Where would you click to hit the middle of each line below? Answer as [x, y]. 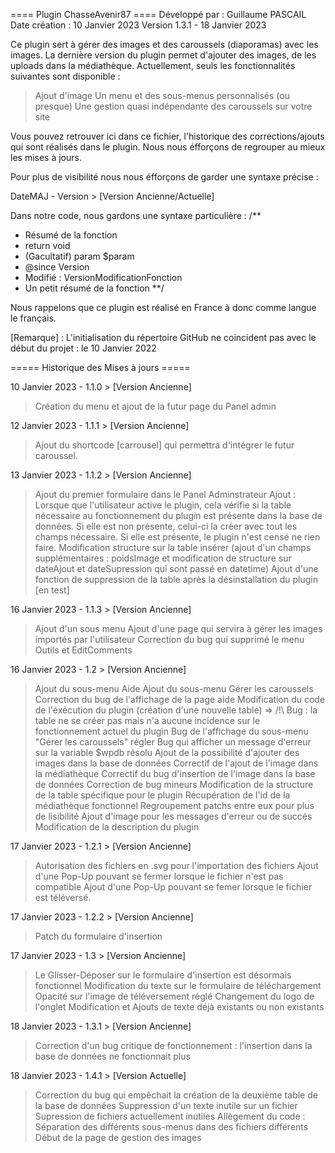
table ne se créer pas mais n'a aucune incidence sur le [147, 720]
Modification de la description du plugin [117, 827]
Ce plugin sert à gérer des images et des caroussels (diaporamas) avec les [164, 44]
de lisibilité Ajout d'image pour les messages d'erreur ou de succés [173, 816]
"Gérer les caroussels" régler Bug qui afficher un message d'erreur [173, 742]
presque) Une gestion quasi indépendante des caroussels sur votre [173, 106]
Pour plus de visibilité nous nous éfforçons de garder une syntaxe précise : [164, 177]
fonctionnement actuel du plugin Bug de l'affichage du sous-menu [171, 731]
